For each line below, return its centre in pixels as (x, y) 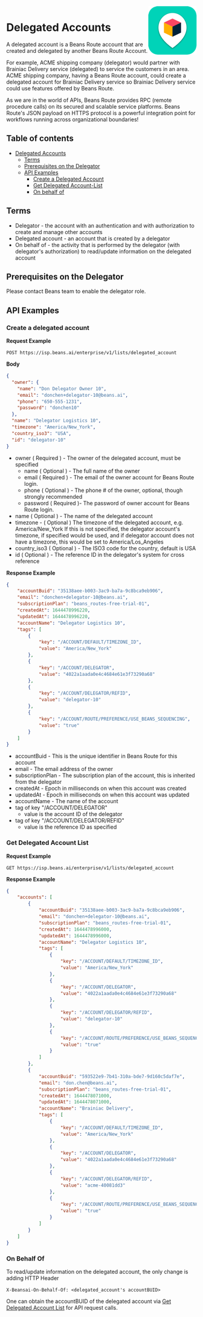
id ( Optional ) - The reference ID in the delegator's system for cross (100, 554)
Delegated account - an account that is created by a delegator (92, 238)
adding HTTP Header (33, 1278)
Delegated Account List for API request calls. (62, 1307)
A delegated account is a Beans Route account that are (75, 44)
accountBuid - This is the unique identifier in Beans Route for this (96, 756)
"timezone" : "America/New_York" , (54, 427)
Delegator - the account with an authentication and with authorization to (105, 225)
